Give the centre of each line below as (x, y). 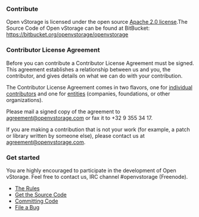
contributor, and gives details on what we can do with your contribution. (94, 76)
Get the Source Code (41, 194)
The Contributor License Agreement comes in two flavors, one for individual (99, 87)
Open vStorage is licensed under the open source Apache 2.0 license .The (97, 22)
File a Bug (27, 207)
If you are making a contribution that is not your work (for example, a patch (98, 129)
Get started (23, 157)
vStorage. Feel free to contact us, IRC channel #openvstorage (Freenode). (97, 176)
